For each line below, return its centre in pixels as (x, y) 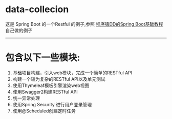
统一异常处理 (26, 98)
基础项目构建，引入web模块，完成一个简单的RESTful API (72, 73)
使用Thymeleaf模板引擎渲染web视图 (51, 85)
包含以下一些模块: (43, 58)
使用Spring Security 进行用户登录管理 (52, 104)
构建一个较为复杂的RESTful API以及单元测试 (59, 79)
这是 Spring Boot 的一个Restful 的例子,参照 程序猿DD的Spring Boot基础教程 (84, 24)
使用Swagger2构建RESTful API (45, 92)
